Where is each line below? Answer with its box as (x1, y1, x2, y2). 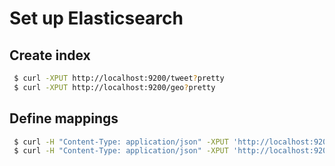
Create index (9, 47, 91, 64)
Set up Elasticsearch (9, 7, 184, 30)
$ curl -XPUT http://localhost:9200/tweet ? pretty (13, 73, 225, 83)
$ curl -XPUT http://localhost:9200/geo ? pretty (13, 82, 216, 92)
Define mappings (9, 110, 119, 127)
